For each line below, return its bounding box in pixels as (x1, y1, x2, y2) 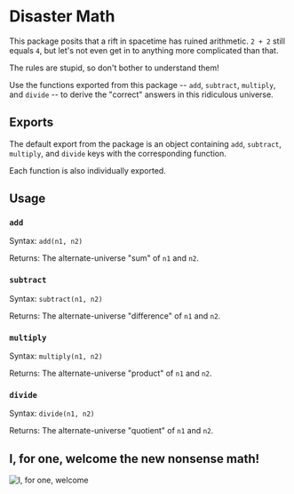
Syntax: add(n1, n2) (9, 236, 83, 247)
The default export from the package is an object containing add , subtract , (9, 138, 282, 149)
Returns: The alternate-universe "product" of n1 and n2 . (9, 368, 212, 379)
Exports (9, 115, 54, 130)
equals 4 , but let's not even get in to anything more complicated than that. (9, 45, 279, 55)
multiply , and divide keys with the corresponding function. (9, 148, 226, 158)
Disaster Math (9, 6, 115, 27)
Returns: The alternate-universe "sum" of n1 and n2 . (9, 253, 200, 263)
